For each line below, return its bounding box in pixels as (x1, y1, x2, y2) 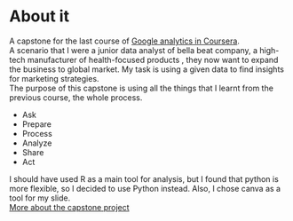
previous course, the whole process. (9, 91, 143, 103)
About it (9, 6, 69, 27)
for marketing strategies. (9, 73, 99, 83)
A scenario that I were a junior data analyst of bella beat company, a (9, 44, 258, 55)
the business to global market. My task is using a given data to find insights (9, 64, 284, 75)
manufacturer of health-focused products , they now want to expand (27, 54, 279, 65)
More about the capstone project (9, 201, 131, 212)
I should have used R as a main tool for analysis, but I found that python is (9, 173, 280, 184)
